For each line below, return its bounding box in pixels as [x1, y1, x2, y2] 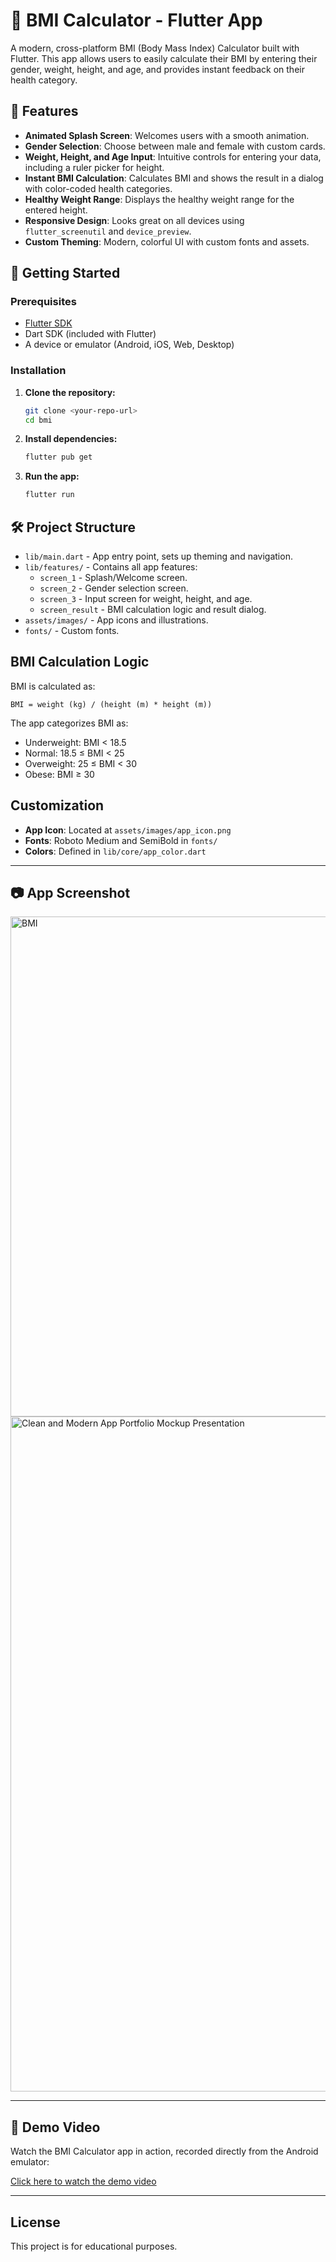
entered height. [24, 204, 88, 216]
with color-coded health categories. [24, 182, 173, 194]
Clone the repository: [24, 386, 116, 398]
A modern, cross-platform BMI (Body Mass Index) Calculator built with [10, 42, 300, 54]
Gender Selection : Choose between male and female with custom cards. [24, 140, 326, 152]
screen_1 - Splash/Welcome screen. [39, 572, 188, 584]
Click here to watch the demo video [10, 2175, 157, 2188]
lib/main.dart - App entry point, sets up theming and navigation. [24, 550, 293, 563]
